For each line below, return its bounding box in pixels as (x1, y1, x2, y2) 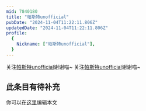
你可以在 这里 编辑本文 (6, 99, 57, 106)
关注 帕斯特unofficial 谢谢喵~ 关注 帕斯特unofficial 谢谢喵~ (6, 63, 141, 70)
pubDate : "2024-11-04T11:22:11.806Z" (6, 19, 98, 25)
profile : (6, 30, 27, 36)
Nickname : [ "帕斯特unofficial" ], (16, 41, 95, 47)
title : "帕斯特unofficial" (6, 14, 69, 20)
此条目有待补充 (6, 82, 60, 92)
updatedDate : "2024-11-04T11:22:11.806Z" (6, 25, 109, 31)
